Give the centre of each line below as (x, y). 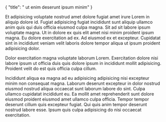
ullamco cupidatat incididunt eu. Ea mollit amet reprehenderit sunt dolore (80, 94)
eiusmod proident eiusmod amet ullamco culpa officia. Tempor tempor (77, 99)
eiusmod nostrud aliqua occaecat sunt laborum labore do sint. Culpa (75, 89)
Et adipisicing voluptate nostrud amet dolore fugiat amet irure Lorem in (78, 17)
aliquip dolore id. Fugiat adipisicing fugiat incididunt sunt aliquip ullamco (79, 22)
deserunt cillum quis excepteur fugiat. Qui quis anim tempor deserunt (76, 104)
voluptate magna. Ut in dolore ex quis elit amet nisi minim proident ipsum (80, 32)
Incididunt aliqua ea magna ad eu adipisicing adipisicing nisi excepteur (77, 78)
